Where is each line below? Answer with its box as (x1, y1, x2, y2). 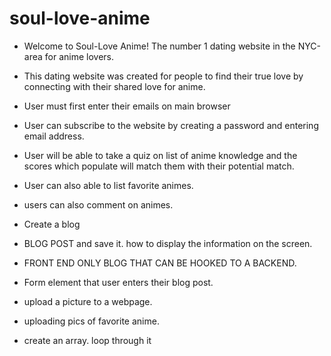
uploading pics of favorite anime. (23, 315, 160, 327)
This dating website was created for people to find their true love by (23, 70, 304, 82)
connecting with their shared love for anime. (23, 80, 206, 92)
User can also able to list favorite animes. (23, 179, 194, 191)
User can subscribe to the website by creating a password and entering (23, 119, 319, 131)
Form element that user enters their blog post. (23, 276, 214, 288)
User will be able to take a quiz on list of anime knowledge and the (23, 149, 298, 161)
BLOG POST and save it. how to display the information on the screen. (23, 237, 313, 249)
